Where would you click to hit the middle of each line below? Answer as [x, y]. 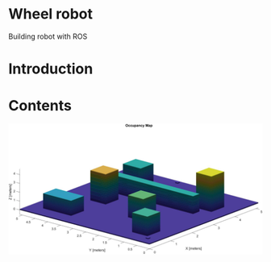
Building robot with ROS [48, 36]
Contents [40, 106]
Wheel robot [51, 14]
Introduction [51, 69]
